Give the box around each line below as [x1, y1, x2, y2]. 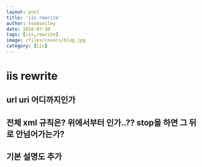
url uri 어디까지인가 [6, 95, 76, 105]
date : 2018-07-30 [6, 26, 51, 32]
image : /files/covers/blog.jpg [6, 37, 86, 43]
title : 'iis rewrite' [6, 15, 62, 21]
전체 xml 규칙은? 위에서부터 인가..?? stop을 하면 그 [6, 117, 187, 128]
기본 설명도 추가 [6, 152, 62, 162]
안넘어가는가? [15, 129, 65, 139]
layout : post [6, 9, 40, 15]
